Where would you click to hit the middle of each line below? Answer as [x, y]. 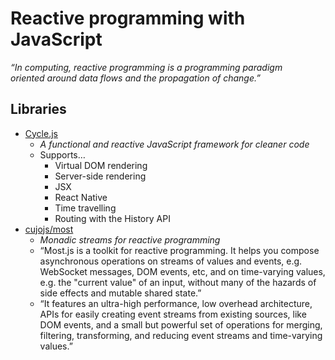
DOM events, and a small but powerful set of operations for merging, [181, 324]
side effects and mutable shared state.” [120, 293]
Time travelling [85, 208]
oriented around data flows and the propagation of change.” [135, 78]
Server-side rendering [100, 176]
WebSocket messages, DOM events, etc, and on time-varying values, [182, 271]
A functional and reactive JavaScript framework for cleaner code [174, 144]
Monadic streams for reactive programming [130, 239]
